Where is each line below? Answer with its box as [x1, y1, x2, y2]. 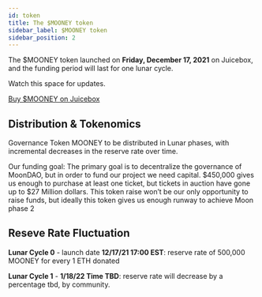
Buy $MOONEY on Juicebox [8, 94, 100, 103]
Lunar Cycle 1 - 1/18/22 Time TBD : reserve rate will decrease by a [8, 271, 223, 280]
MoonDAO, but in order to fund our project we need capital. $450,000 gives [8, 171, 255, 180]
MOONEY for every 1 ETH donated [8, 256, 120, 265]
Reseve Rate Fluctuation [8, 227, 130, 240]
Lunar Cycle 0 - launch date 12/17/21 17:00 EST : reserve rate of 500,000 [8, 247, 245, 257]
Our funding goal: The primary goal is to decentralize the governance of [8, 162, 242, 171]
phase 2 [8, 204, 35, 213]
